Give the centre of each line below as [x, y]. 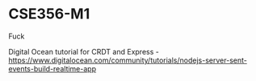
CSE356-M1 [49, 14]
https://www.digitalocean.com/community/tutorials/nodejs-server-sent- [128, 60]
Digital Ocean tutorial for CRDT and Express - [84, 51]
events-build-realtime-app [52, 68]
